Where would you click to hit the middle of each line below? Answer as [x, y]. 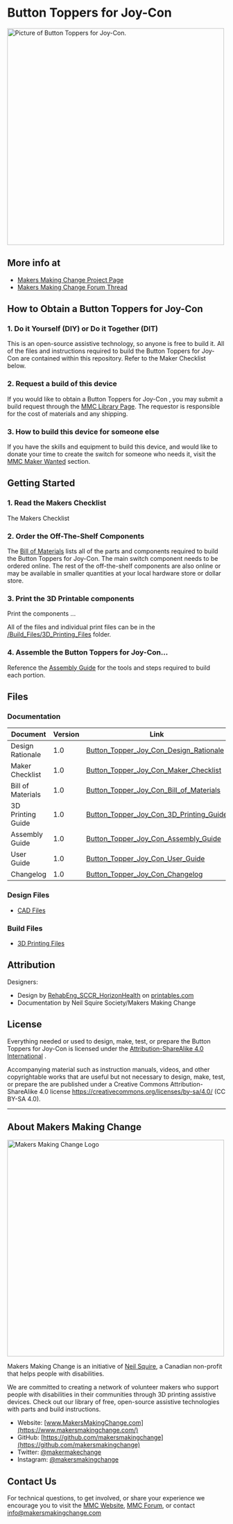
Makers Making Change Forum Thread [72, 287]
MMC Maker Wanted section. [49, 462]
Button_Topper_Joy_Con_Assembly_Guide [154, 839]
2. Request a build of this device [62, 384]
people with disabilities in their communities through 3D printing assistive [112, 1394]
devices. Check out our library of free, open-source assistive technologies [113, 1402]
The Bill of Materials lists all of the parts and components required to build [113, 551]
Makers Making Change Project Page [70, 279]
